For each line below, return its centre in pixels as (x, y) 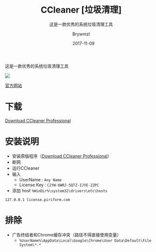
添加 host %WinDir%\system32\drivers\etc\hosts (60, 190)
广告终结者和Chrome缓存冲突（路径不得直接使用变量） (67, 235)
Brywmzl (81, 34)
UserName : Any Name (40, 179)
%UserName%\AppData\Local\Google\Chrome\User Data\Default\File (85, 240)
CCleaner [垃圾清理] (81, 10)
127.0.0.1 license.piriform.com (37, 200)
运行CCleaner (26, 168)
